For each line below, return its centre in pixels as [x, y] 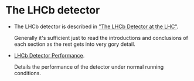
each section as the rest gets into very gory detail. [74, 44]
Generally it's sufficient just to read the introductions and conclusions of [101, 38]
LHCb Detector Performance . [49, 55]
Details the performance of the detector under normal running [89, 67]
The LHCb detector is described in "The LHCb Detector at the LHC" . [96, 26]
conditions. [28, 73]
